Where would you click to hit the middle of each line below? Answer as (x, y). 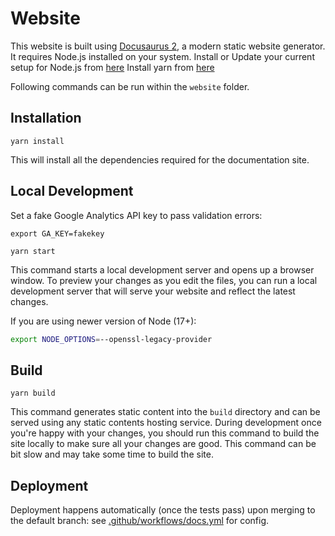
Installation (46, 118)
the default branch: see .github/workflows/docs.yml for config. (140, 521)
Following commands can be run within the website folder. (130, 86)
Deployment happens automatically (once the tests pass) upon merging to (163, 510)
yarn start (33, 251)
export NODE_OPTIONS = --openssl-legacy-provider (111, 339)
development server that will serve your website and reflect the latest (153, 291)
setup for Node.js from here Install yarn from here (112, 67)
